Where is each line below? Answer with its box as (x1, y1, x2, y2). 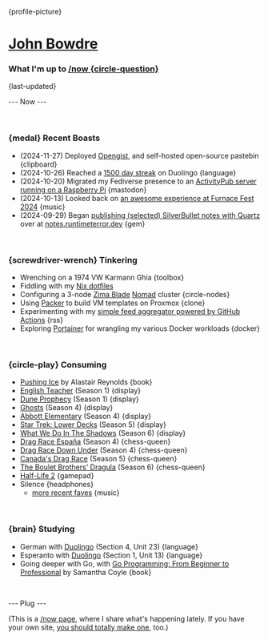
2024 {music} (19, 202, 66, 211)
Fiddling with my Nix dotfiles (19, 281, 114, 291)
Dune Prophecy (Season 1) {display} (19, 394, 140, 404)
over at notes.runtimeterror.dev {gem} (19, 219, 146, 228)
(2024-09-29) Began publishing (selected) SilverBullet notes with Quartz (19, 210, 261, 219)
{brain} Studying (8, 524, 75, 535)
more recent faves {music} (31, 488, 120, 497)
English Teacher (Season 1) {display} (19, 386, 142, 396)
